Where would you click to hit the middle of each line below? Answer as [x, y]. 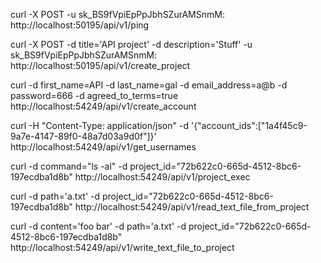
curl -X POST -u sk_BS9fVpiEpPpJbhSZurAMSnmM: [117, 14]
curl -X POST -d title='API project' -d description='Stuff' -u [131, 44]
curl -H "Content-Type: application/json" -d [99, 125]
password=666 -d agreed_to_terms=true [94, 95]
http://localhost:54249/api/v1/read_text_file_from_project [192, 207]
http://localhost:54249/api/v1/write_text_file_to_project [122, 247]
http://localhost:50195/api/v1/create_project [100, 65]
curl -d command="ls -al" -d [69, 166]
